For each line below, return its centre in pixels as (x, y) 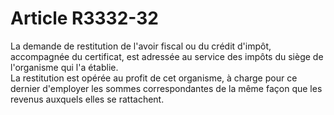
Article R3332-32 (84, 18)
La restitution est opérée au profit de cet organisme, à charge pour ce (154, 78)
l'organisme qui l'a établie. (64, 67)
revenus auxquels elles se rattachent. (87, 99)
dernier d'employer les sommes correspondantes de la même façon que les (166, 88)
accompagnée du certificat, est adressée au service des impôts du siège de (167, 56)
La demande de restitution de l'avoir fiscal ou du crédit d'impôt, (141, 46)
